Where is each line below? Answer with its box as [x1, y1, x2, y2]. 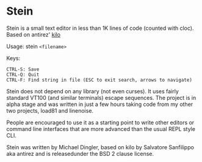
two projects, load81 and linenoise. [6, 107, 93, 114]
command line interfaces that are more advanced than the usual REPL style [6, 125, 195, 132]
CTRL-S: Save [6, 66, 40, 72]
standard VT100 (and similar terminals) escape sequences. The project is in [6, 94, 197, 101]
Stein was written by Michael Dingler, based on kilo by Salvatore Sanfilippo [6, 143, 194, 150]
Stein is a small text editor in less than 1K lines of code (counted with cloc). [6, 24, 194, 32]
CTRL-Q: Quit [6, 71, 40, 77]
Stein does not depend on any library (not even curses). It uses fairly [6, 87, 179, 95]
